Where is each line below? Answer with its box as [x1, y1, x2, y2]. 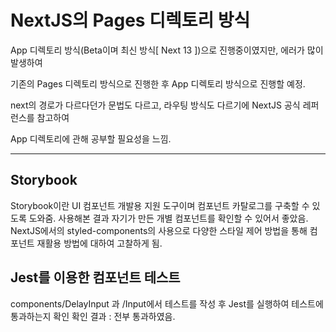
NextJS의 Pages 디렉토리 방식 [10, 9, 251, 32]
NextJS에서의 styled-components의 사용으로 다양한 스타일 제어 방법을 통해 [10, 224, 308, 236]
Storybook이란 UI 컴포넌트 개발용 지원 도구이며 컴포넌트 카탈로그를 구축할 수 [10, 199, 310, 211]
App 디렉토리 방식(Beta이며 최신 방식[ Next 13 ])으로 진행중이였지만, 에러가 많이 [10, 44, 324, 56]
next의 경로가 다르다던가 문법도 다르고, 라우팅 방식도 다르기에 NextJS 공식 [10, 99, 301, 111]
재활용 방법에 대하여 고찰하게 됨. [36, 237, 163, 249]
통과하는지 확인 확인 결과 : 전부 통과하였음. [10, 310, 176, 322]
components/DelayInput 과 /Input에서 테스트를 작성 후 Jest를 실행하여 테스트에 [10, 297, 324, 310]
